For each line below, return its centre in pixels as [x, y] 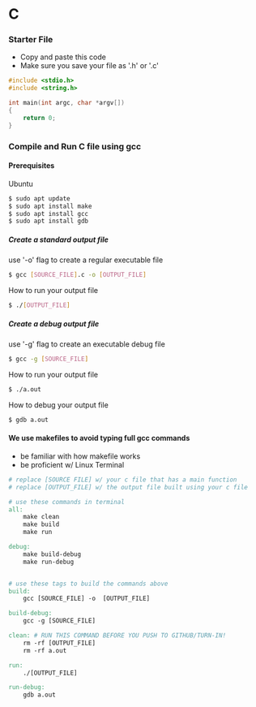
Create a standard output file [59, 239]
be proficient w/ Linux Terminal [72, 464]
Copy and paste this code [63, 57]
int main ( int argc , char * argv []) [67, 103]
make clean [41, 517]
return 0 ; [40, 118]
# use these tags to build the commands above [88, 584]
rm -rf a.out [45, 650]
